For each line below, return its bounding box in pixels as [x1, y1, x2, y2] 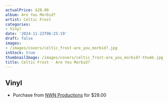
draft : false [5, 36, 33, 41]
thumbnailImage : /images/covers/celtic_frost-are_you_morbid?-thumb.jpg [5, 55, 163, 60]
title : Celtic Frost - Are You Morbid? [5, 60, 90, 65]
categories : [5, 21, 31, 27]
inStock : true [5, 50, 36, 55]
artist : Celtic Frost [5, 17, 52, 22]
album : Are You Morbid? [5, 12, 56, 17]
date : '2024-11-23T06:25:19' [5, 31, 67, 36]
